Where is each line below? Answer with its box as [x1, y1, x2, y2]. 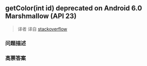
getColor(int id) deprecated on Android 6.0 [5, 4, 142, 13]
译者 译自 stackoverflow [17, 26, 67, 32]
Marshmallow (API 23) [5, 12, 77, 21]
